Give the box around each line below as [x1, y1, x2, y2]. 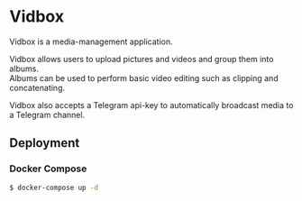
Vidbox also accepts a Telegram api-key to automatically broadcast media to [9, 99, 294, 110]
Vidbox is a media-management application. [9, 36, 173, 47]
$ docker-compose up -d [9, 183, 99, 192]
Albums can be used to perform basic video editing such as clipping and [9, 72, 279, 83]
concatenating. [9, 82, 66, 93]
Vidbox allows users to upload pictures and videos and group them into [9, 53, 274, 64]
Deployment [9, 135, 80, 151]
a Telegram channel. [9, 109, 86, 120]
